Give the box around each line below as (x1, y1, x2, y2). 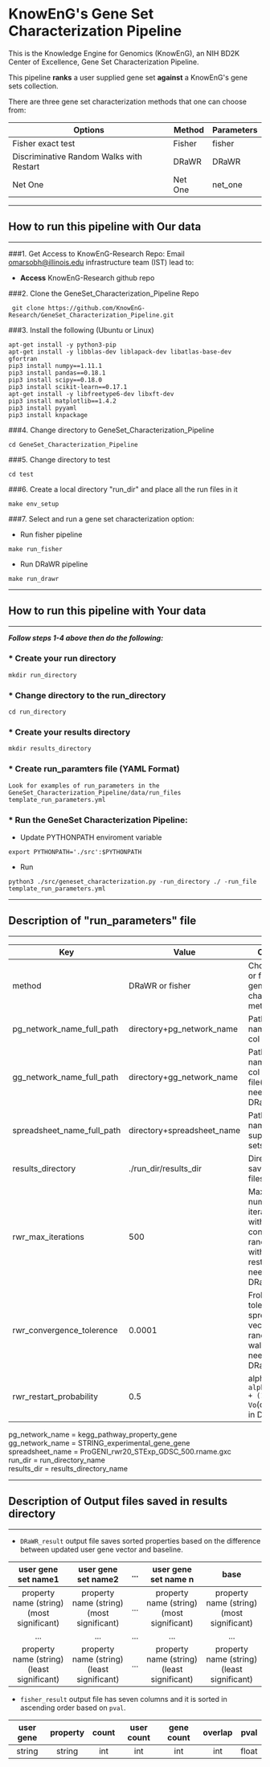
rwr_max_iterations (12, 1231, 84, 1242)
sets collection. (8, 81, 59, 91)
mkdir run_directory (8, 671, 78, 679)
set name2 (76, 1573, 119, 1585)
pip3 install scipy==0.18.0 (8, 375, 103, 384)
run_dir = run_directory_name (8, 1455, 106, 1465)
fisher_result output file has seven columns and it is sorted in (19, 1694, 227, 1704)
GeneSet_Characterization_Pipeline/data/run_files (8, 788, 182, 796)
